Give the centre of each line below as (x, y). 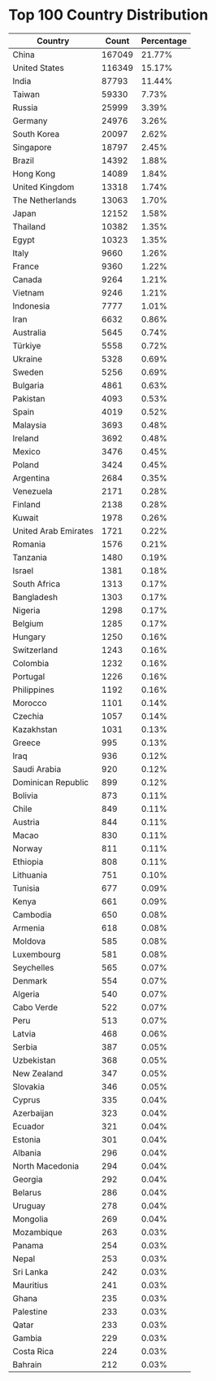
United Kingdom (43, 186)
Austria (26, 822)
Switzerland (35, 650)
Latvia (24, 1033)
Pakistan (29, 398)
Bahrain (27, 1364)
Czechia (28, 716)
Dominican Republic (51, 782)
